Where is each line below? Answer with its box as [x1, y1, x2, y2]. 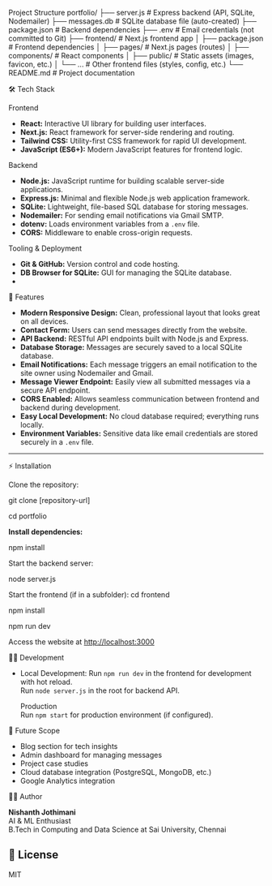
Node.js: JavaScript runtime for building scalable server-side [19, 176, 225, 186]
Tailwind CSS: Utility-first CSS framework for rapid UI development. [19, 136, 247, 145]
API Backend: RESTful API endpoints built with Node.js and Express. [19, 333, 249, 343]
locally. [19, 420, 45, 429]
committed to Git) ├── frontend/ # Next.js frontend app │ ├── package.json [8, 33, 264, 43]
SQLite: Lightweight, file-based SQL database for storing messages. [19, 202, 249, 211]
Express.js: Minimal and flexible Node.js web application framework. [19, 193, 250, 203]
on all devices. [19, 316, 69, 326]
